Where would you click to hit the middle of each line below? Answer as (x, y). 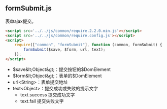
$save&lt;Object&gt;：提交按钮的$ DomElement (61, 69)
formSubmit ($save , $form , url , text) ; (64, 50)
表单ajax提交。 (21, 21)
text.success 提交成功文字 (47, 95)
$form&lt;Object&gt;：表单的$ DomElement (57, 76)
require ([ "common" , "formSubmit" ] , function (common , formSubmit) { (88, 45)
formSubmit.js (28, 8)
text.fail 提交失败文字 (42, 101)
